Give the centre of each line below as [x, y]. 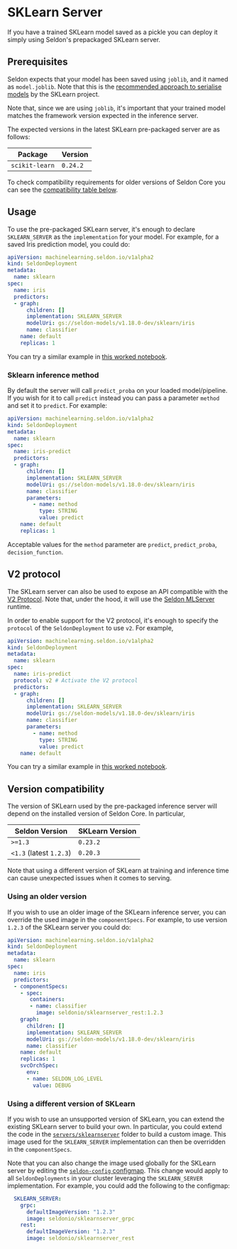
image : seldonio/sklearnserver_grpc [80, 1218]
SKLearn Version [107, 831]
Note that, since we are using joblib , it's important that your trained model [116, 108]
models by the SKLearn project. [54, 94]
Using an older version [47, 897]
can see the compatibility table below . [63, 190]
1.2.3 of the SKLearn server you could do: [69, 927]
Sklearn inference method [53, 375]
